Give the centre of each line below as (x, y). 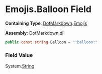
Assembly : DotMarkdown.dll (35, 33)
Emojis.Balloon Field (48, 9)
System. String (20, 66)
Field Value (19, 55)
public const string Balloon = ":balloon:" (52, 42)
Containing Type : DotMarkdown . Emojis (46, 23)
